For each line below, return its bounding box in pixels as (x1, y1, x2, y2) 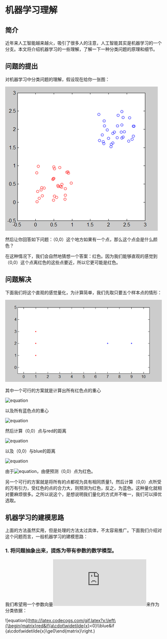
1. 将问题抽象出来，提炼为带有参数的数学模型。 (5, 548, 117, 554)
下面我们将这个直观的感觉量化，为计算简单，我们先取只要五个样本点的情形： (5, 289, 162, 295)
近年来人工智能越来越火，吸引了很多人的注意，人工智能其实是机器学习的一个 (5, 40, 162, 46)
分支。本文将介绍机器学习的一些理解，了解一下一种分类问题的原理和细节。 (5, 46, 158, 52)
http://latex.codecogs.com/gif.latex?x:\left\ (29, 617, 116, 623)
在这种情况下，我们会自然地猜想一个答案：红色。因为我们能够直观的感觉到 (5, 253, 158, 259)
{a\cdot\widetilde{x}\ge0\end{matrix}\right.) (5, 628, 95, 634)
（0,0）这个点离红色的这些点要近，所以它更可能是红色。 (5, 259, 121, 265)
